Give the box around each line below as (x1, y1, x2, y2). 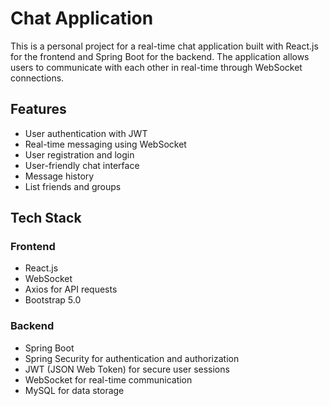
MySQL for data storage (24, 384, 125, 396)
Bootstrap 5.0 (24, 294, 82, 306)
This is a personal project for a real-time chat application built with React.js (10, 40, 319, 52)
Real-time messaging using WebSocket (24, 138, 187, 150)
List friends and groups (24, 180, 122, 192)
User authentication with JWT (24, 127, 148, 139)
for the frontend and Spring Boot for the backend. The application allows (10, 50, 310, 62)
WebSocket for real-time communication (24, 373, 193, 386)
